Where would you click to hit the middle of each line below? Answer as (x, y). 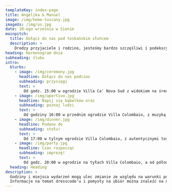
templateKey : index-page (32, 10)
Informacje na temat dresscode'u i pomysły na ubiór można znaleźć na (87, 182)
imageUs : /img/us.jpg (28, 24)
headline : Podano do (41, 124)
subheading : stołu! (39, 129)
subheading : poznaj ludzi (46, 105)
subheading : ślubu (25, 58)
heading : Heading (28, 167)
